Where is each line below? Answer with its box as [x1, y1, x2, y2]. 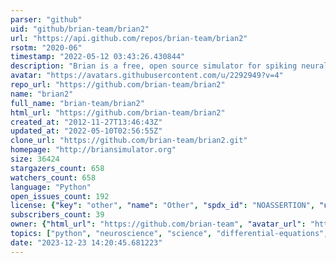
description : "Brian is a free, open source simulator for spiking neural [10, 61, 329, 71]
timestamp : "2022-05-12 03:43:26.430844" [10, 52, 186, 62]
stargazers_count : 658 [10, 163, 105, 173]
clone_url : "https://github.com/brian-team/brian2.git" [10, 136, 248, 146]
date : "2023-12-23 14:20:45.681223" [10, 237, 163, 248]
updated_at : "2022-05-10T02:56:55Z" [10, 126, 163, 136]
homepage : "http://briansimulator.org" [10, 145, 177, 155]
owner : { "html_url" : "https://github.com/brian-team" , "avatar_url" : [10, 219, 307, 230]
